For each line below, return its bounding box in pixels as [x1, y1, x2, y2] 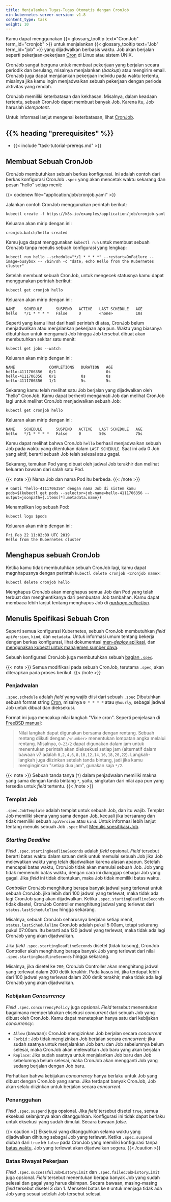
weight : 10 [6, 21, 29, 27]
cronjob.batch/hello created [6, 230, 68, 235]
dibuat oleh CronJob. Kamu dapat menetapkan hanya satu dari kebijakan [6, 1015, 158, 1021]
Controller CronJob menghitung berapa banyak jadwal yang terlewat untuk [6, 885, 162, 891]
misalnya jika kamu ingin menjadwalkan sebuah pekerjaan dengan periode [6, 78, 162, 84]
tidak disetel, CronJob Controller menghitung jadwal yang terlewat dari [6, 901, 154, 907]
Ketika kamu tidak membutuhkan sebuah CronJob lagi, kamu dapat [6, 565, 147, 571]
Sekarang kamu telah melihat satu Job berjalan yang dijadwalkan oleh [6, 387, 152, 393]
